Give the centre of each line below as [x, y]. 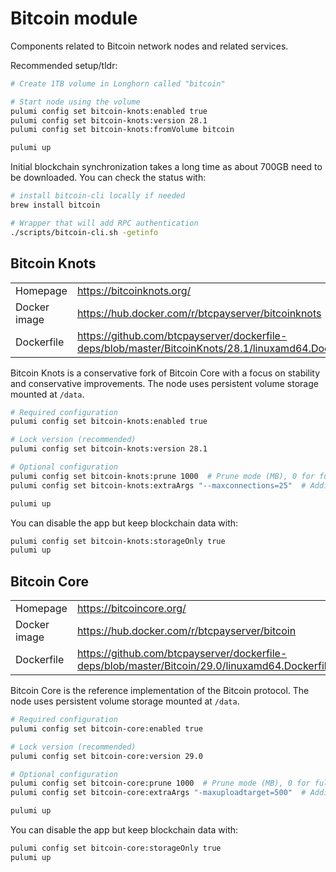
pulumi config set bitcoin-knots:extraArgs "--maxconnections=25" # [158, 485]
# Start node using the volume [75, 102]
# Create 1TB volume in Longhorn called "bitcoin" [118, 83]
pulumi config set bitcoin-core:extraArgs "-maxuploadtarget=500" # [158, 793]
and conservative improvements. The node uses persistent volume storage [164, 383]
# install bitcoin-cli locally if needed [98, 196]
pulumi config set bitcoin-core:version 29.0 [106, 756]
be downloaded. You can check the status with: [108, 178]
